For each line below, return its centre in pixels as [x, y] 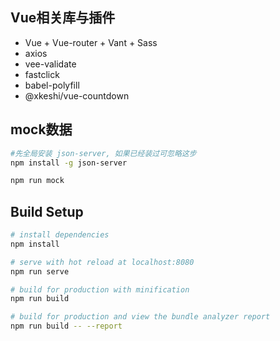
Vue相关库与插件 [63, 18]
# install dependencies [60, 235]
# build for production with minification [100, 289]
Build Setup [47, 211]
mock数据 [41, 129]
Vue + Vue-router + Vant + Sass [91, 42]
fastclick [42, 74]
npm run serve [40, 271]
